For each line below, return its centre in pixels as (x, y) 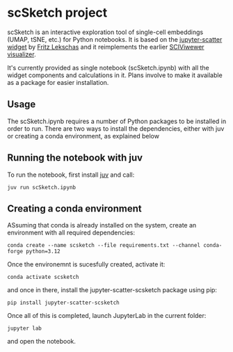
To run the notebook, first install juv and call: (71, 175)
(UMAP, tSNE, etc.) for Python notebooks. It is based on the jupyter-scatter (115, 39)
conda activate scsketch (43, 277)
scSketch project (57, 13)
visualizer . (22, 54)
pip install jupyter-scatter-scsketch (63, 303)
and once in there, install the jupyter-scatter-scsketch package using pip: (112, 290)
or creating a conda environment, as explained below (83, 136)
